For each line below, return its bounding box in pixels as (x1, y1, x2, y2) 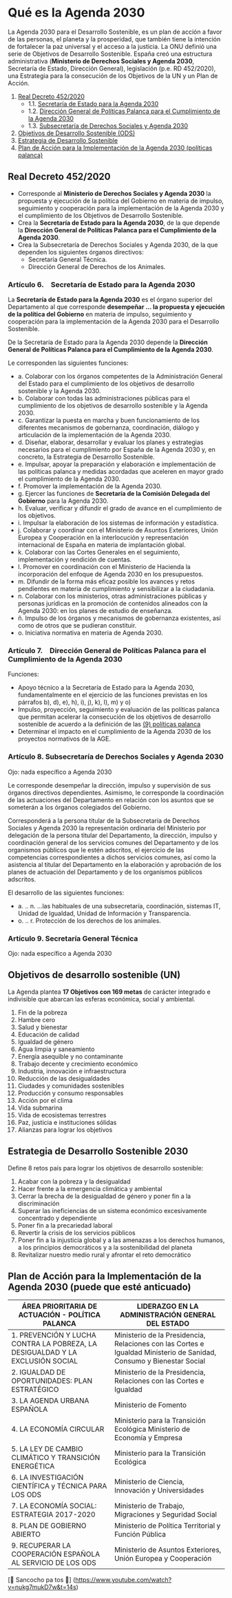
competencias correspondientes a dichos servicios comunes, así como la (8, 853, 216, 861)
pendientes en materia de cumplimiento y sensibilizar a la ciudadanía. (17, 585, 215, 593)
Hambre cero (17, 1015, 56, 1023)
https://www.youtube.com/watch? (75, 1576, 172, 1584)
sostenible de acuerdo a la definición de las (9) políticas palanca (17, 720, 201, 728)
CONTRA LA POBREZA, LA (11, 1339, 97, 1349)
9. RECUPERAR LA (11, 1541, 72, 1550)
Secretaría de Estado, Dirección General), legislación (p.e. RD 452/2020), (8, 64, 216, 72)
